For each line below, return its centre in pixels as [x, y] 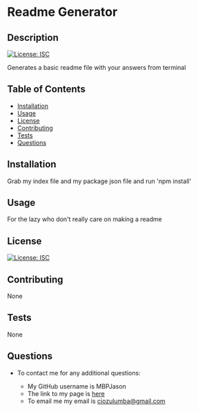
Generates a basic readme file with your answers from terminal [97, 67]
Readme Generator [62, 12]
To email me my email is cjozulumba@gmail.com [96, 401]
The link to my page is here [66, 393]
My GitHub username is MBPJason [77, 386]
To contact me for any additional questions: [79, 373]
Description [33, 38]
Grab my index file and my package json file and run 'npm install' [99, 181]
